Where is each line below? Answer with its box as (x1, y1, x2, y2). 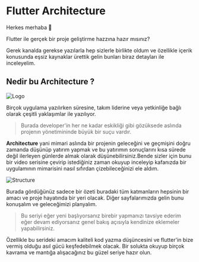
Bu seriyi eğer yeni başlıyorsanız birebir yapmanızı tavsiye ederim (20, 212, 181, 219)
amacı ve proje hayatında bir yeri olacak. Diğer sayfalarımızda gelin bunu (6, 194, 184, 201)
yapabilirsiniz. (20, 225, 55, 232)
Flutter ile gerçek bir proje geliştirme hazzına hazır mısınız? (6, 35, 150, 42)
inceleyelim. (6, 59, 36, 67)
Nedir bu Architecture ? (6, 77, 95, 87)
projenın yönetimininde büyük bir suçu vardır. (20, 128, 132, 135)
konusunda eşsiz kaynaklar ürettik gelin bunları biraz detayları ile (6, 53, 165, 60)
